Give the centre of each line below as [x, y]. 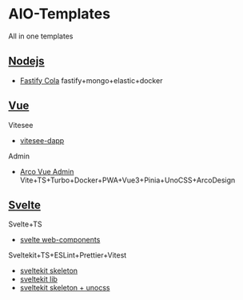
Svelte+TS [25, 224]
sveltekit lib [39, 279]
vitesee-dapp [42, 140]
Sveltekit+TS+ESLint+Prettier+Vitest [68, 255]
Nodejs [27, 61]
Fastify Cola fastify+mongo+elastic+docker [91, 80]
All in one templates [41, 36]
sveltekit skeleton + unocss [65, 288]
